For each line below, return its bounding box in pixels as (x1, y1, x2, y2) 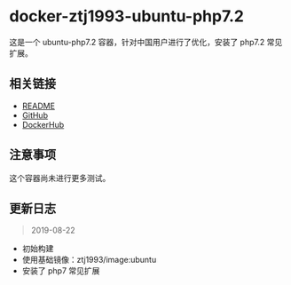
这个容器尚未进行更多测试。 (9, 172, 111, 183)
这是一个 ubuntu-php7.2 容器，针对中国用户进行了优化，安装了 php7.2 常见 (9, 36, 283, 47)
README (21, 100, 56, 111)
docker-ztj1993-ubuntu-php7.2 (9, 6, 244, 27)
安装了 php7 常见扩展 (21, 265, 100, 276)
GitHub (21, 109, 49, 121)
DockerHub (21, 119, 65, 130)
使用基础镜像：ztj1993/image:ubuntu (21, 255, 157, 265)
